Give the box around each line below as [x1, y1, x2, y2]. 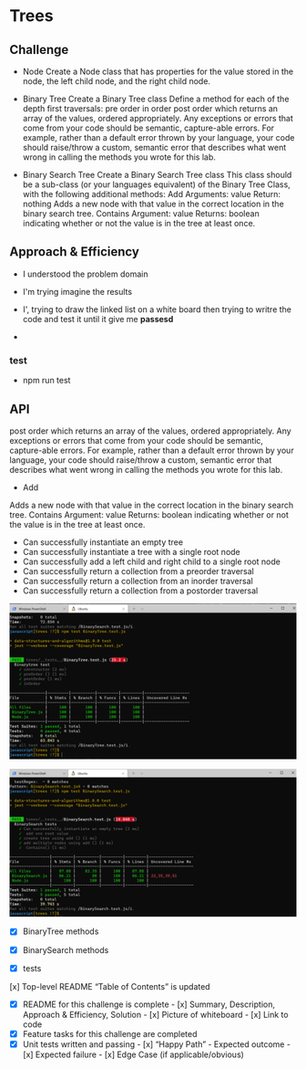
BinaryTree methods [22, 926, 99, 937]
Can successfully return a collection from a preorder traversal [22, 565, 255, 576]
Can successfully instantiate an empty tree [22, 536, 184, 548]
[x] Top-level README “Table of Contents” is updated [9, 980, 211, 991]
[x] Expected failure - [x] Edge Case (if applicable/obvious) [22, 1049, 244, 1060]
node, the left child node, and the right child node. [22, 76, 211, 87]
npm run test [22, 375, 71, 386]
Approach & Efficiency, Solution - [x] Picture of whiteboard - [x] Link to [22, 1009, 289, 1020]
